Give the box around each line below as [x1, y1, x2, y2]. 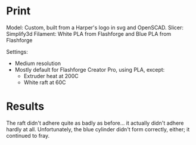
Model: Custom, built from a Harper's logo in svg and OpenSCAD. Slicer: [6, 24, 183, 31]
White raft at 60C [23, 79, 67, 86]
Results [6, 100, 45, 113]
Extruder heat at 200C [23, 72, 79, 79]
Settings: [6, 48, 28, 55]
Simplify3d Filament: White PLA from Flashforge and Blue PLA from [6, 30, 172, 37]
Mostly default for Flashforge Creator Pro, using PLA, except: [14, 66, 165, 73]
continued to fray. [6, 132, 50, 139]
